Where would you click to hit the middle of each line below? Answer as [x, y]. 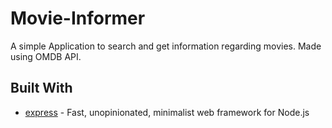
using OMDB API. [46, 56]
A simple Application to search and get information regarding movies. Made [166, 46]
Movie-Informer [78, 18]
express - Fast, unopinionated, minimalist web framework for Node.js [167, 112]
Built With [41, 88]
